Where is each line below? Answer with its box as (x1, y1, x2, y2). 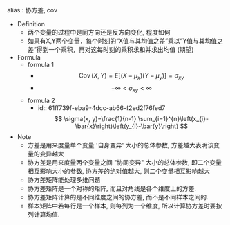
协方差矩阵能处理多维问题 (27, 175, 101, 183)
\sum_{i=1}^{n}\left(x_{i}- (137, 114, 209, 123)
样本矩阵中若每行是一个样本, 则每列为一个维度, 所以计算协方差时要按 (27, 201, 222, 210)
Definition (17, 20, 45, 28)
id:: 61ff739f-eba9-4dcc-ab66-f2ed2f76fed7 (37, 103, 166, 112)
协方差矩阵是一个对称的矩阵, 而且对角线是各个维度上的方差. (27, 184, 197, 192)
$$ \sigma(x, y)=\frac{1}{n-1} (54, 114, 137, 123)
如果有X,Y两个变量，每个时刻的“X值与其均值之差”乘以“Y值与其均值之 (27, 37, 223, 45)
